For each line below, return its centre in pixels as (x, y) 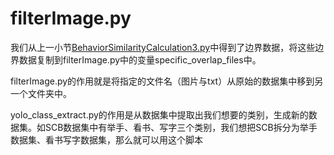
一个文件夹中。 (41, 93)
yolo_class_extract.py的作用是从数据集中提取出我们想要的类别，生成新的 (159, 114)
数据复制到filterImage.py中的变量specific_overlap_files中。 (140, 59)
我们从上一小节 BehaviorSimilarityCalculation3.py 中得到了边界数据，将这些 (163, 47)
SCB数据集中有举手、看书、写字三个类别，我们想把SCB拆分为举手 (181, 127)
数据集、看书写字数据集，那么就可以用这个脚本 (106, 139)
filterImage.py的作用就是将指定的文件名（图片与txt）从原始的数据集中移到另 (167, 81)
